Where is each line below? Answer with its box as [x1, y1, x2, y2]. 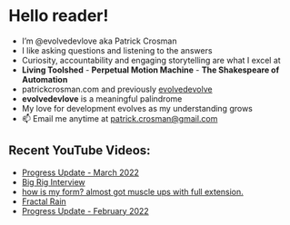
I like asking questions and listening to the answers [21, 44, 213, 55]
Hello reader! [8, 5, 109, 26]
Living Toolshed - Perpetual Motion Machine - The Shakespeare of [21, 64, 279, 75]
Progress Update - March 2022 [21, 167, 140, 178]
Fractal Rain [21, 196, 67, 207]
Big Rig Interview [21, 176, 85, 187]
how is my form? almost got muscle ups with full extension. [21, 186, 245, 197]
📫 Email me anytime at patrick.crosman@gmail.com [21, 112, 218, 123]
